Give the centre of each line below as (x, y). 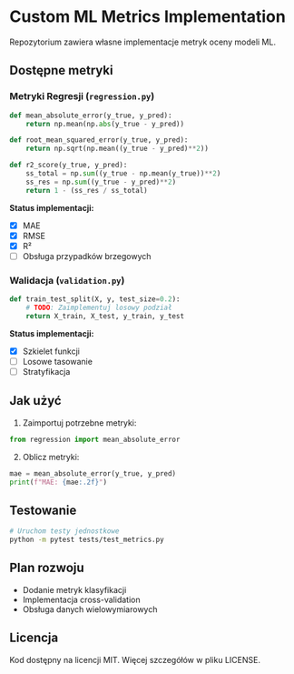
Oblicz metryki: (51, 457)
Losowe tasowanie (58, 361)
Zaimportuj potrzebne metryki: (79, 423)
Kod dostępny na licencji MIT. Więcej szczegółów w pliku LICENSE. (135, 659)
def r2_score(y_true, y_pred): (69, 166)
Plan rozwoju (47, 568)
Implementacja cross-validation (81, 599)
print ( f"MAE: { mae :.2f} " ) (58, 482)
